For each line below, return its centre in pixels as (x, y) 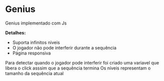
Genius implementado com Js (36, 23)
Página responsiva (32, 53)
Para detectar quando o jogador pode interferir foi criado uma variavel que (82, 62)
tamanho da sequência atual (34, 73)
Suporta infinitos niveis (36, 42)
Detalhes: (16, 32)
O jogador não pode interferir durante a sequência (64, 47)
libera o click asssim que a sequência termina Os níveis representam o (78, 68)
